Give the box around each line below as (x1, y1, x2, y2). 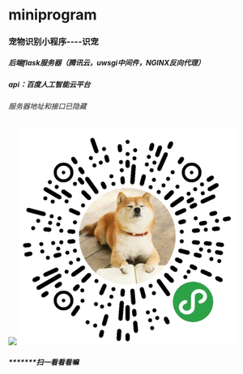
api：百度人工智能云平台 (8, 79, 91, 90)
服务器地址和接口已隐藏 (8, 101, 87, 111)
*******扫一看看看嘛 (8, 357, 79, 367)
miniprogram (8, 6, 97, 24)
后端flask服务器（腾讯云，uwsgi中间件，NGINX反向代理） (8, 57, 205, 67)
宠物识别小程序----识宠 (8, 36, 99, 48)
